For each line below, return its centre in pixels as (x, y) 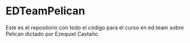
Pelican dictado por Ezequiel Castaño (52, 33)
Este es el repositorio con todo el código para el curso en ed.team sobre (95, 27)
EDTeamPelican (45, 11)
